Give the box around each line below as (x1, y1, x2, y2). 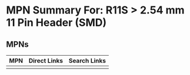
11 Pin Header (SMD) (6, 16, 107, 29)
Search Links (68, 57, 106, 64)
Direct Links (28, 57, 64, 64)
